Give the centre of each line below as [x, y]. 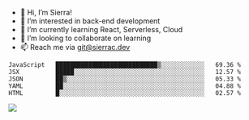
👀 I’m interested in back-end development [90, 21]
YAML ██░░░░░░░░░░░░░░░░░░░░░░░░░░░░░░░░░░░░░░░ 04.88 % [125, 86]
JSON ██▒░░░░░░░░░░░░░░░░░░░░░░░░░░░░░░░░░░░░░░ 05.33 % [125, 79]
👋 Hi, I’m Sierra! [46, 12]
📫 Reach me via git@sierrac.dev [75, 47]
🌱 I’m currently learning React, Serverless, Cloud [101, 29]
